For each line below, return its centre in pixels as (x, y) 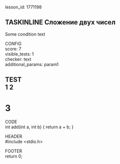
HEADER (14, 137)
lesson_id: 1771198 (24, 7)
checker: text (18, 59)
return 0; (14, 156)
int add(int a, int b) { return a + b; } (39, 127)
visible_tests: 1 (19, 54)
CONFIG (13, 43)
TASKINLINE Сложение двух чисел (60, 22)
